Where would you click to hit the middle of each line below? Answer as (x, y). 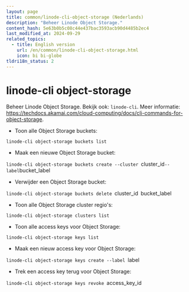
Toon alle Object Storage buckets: (56, 131)
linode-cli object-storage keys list (53, 238)
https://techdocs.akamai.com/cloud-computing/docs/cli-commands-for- (94, 113)
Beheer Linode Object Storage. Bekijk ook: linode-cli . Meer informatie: (93, 107)
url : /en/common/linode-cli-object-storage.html (78, 50)
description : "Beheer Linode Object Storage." (64, 23)
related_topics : (26, 39)
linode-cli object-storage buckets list (57, 142)
